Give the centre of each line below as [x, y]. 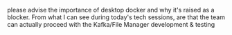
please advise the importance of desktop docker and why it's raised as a [111, 10]
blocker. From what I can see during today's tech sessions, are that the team [116, 17]
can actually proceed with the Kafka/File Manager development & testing [111, 24]
